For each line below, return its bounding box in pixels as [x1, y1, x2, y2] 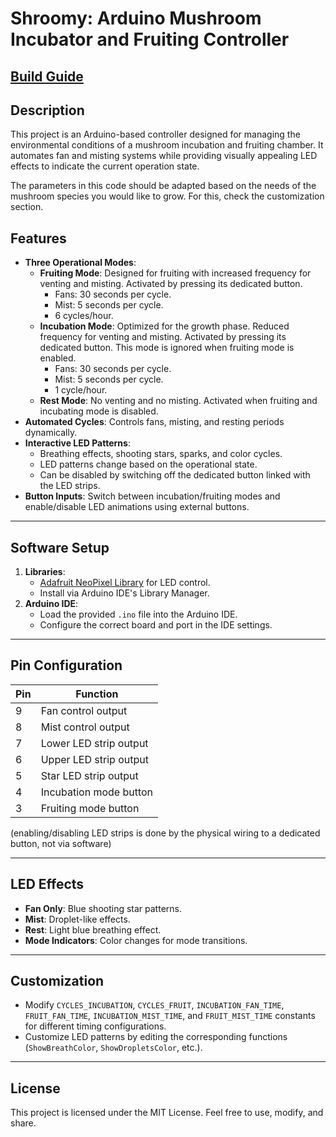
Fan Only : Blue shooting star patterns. [24, 902, 182, 914]
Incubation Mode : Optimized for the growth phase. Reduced [39, 320, 290, 332]
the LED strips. [39, 480, 101, 492]
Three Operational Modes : [24, 257, 137, 269]
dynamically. [24, 427, 78, 439]
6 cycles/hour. [54, 310, 114, 322]
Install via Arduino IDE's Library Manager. [39, 587, 210, 599]
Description [10, 102, 85, 119]
